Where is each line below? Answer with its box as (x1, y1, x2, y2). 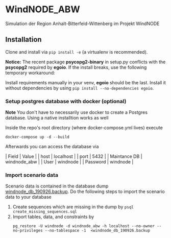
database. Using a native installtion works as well (5, 115, 109, 121)
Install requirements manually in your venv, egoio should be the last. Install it (5, 79, 166, 85)
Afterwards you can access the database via (5, 144, 99, 150)
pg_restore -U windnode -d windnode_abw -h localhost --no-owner (12, 224, 155, 229)
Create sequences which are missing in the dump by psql (12, 204, 134, 210)
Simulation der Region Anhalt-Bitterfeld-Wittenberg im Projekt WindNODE (5, 20, 160, 27)
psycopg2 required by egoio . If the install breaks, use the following (5, 64, 147, 70)
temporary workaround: (5, 69, 55, 76)
